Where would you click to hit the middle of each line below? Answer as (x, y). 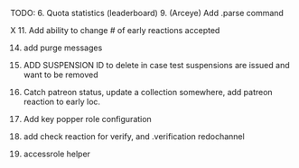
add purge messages (63, 48)
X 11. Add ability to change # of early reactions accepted (115, 30)
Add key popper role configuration (87, 119)
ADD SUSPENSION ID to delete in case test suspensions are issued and (156, 65)
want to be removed (61, 75)
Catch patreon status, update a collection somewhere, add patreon (148, 92)
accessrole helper (57, 154)
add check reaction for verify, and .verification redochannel (134, 137)
